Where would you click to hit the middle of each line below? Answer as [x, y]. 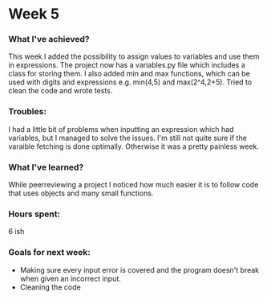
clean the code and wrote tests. [61, 91]
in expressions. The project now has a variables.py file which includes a [127, 65]
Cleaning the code [51, 287]
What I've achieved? [49, 39]
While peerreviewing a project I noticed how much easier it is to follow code [133, 185]
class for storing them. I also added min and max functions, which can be [129, 74]
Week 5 [34, 14]
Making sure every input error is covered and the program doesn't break [140, 269]
